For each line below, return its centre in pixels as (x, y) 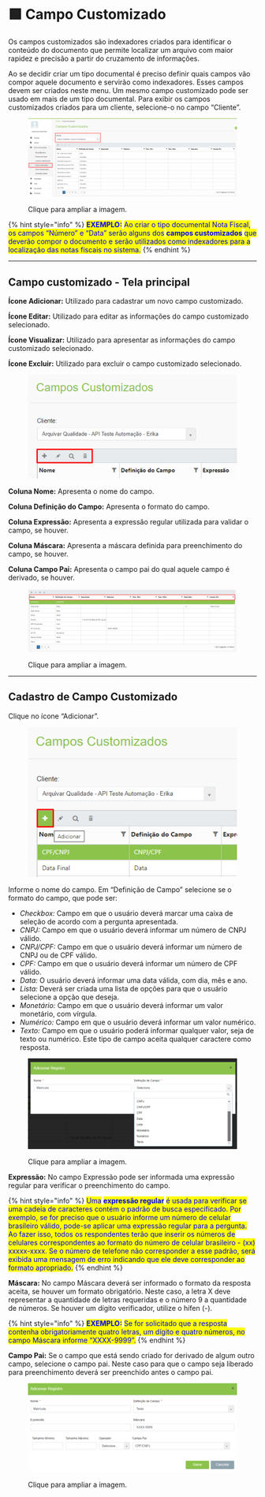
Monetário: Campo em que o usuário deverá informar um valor (121, 1006)
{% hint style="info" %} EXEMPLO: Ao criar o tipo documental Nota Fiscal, (129, 225)
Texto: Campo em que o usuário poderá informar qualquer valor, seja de (137, 1031)
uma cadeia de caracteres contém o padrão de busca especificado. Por (125, 1209)
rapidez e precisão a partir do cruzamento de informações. (104, 58)
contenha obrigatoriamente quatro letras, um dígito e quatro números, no (127, 1331)
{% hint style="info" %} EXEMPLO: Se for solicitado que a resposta (118, 1323)
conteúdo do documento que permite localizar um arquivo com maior (121, 50)
